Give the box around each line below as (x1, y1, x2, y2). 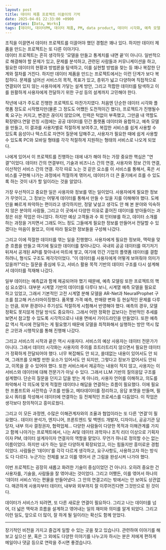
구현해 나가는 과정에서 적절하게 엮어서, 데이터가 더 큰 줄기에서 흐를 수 (18, 172, 152, 178)
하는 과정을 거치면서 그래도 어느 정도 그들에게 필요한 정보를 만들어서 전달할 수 (5, 220, 154, 226)
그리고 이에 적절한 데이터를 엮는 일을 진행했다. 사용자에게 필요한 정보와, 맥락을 (5, 237, 156, 243)
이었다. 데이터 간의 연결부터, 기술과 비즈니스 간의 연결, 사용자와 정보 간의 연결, (11, 160, 161, 166)
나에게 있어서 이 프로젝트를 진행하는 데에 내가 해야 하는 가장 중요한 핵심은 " (5, 154, 149, 160)
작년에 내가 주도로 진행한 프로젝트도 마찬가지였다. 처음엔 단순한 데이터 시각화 (5, 100, 153, 106)
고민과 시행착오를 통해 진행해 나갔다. (10, 328, 81, 334)
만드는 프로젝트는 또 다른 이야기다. (14, 46, 81, 52)
